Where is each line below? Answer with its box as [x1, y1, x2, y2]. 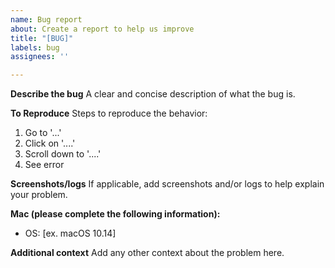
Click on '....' [24, 137, 76, 150]
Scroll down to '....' [24, 148, 102, 160]
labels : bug [10, 42, 60, 53]
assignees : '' [10, 52, 70, 62]
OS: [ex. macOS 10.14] [24, 227, 117, 240]
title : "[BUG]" [10, 33, 74, 43]
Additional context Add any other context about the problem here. [10, 247, 285, 259]
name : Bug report [10, 14, 83, 25]
